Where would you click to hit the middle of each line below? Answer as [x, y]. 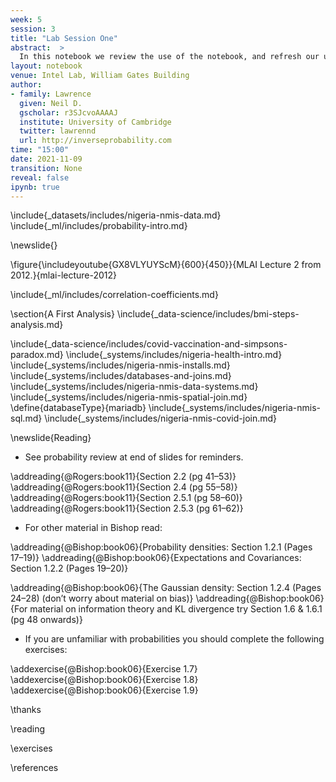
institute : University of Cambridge [95, 122]
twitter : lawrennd [58, 131]
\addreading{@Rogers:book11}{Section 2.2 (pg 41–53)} [123, 477]
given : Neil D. [51, 103]
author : [26, 85]
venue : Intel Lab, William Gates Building [100, 76]
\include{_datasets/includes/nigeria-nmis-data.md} [116, 215]
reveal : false [40, 177]
